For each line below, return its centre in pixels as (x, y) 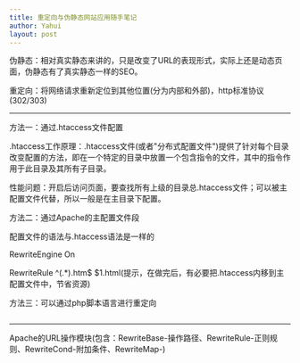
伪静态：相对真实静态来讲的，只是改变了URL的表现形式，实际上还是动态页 (146, 61)
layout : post (33, 34)
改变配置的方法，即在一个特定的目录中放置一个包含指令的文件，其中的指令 (146, 158)
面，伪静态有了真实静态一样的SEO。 (76, 71)
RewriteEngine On (42, 254)
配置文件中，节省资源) (50, 284)
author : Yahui (36, 26)
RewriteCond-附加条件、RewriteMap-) (95, 350)
